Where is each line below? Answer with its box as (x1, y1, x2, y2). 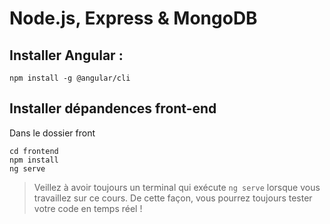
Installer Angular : (9, 47, 124, 64)
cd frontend (9, 146, 59, 156)
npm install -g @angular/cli (9, 73, 131, 83)
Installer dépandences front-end (9, 100, 217, 117)
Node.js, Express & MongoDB (9, 7, 258, 30)
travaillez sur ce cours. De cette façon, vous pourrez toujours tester (33, 192, 313, 204)
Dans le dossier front (9, 127, 96, 139)
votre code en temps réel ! (33, 202, 143, 214)
